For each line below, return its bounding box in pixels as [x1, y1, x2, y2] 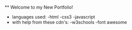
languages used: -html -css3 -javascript [12, 14, 95, 19]
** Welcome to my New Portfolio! [5, 4, 73, 10]
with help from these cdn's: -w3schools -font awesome [12, 19, 127, 25]
